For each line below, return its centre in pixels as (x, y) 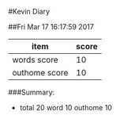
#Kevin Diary (29, 12)
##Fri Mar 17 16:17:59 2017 (51, 27)
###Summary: (32, 92)
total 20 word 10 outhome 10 (66, 107)
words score (35, 60)
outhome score (40, 73)
